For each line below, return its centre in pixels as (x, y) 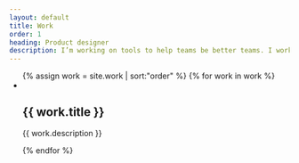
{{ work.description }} (62, 133)
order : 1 (25, 34)
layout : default (39, 17)
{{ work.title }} (63, 112)
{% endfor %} (48, 150)
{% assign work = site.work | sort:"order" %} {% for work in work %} (149, 76)
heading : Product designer (59, 42)
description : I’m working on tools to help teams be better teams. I (141, 51)
